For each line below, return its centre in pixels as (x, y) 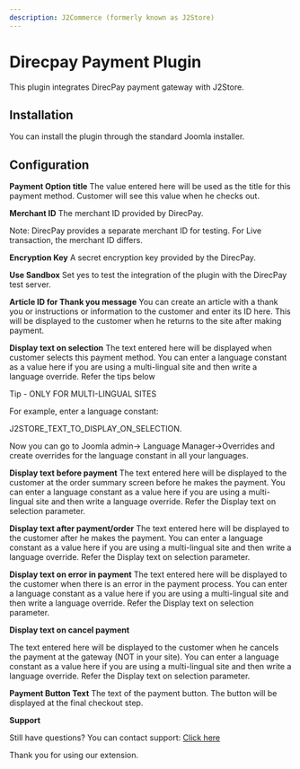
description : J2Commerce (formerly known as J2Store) (112, 17)
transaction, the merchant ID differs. (76, 240)
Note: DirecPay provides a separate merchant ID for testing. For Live (136, 231)
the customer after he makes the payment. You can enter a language (136, 538)
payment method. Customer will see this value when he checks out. (135, 196)
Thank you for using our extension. (74, 756)
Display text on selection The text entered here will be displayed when (141, 348)
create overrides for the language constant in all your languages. (129, 456)
